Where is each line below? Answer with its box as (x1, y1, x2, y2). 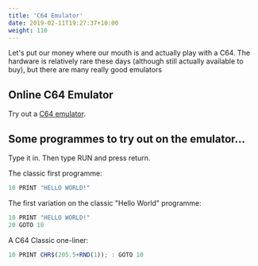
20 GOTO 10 (8, 221, 44, 229)
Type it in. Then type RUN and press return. (8, 153, 151, 163)
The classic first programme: (8, 168, 102, 178)
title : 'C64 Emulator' (8, 11, 83, 20)
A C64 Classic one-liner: (8, 235, 89, 245)
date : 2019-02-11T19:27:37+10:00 (8, 19, 119, 27)
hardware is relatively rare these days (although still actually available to (8, 56, 244, 66)
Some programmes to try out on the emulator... (8, 132, 246, 145)
